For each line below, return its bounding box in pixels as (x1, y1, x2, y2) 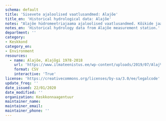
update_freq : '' (5, 81, 39, 85)
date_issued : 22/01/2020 (5, 85, 56, 90)
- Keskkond (5, 40, 28, 44)
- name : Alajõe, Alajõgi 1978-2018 (9, 58, 83, 63)
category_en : (5, 44, 32, 49)
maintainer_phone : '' (5, 108, 50, 114)
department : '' (5, 30, 37, 35)
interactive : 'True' (14, 72, 56, 77)
